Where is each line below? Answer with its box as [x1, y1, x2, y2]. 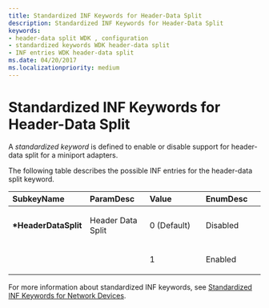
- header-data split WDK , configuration [8, 34, 149, 42]
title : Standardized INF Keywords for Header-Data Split [8, 11, 203, 20]
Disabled [205, 219, 239, 230]
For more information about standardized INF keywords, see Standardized [8, 282, 252, 292]
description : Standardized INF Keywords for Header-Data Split [8, 19, 224, 27]
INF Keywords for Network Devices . [8, 290, 126, 300]
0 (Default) [149, 219, 191, 230]
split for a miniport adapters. [24, 150, 118, 160]
